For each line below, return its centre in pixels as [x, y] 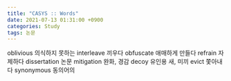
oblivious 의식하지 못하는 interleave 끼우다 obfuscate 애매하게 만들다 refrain [112, 53]
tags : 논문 [21, 33]
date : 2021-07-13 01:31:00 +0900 [55, 20]
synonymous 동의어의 [45, 70]
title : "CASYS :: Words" [43, 13]
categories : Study [34, 26]
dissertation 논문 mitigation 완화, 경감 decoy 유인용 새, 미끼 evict [115, 62]
